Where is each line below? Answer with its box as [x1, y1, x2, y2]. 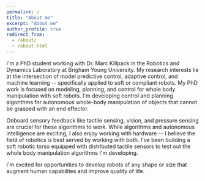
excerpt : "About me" [6, 20, 59, 26]
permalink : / [6, 9, 40, 15]
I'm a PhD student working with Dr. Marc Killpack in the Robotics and [6, 59, 180, 67]
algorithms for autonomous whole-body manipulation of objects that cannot [6, 98, 198, 105]
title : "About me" [6, 15, 53, 21]
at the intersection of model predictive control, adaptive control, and [6, 73, 178, 80]
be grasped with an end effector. [6, 105, 89, 112]
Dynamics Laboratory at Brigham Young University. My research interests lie [6, 66, 199, 73]
